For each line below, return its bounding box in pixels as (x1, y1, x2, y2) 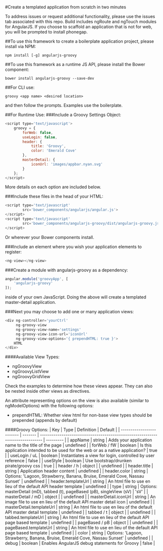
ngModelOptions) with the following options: (5, 403, 94, 409)
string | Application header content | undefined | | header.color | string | (5, 468, 148, 474)
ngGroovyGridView (12, 374, 50, 380)
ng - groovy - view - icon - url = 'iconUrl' (16, 332, 88, 336)
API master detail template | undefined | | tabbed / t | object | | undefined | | (5, 509, 156, 515)
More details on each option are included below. (5, 184, 101, 190)
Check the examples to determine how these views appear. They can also (5, 383, 153, 389)
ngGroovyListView (12, 368, 49, 374)
